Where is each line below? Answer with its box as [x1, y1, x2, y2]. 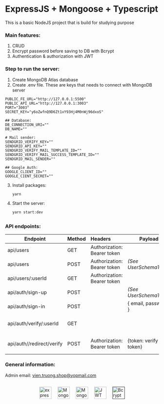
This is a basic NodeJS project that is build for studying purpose [5, 20, 134, 25]
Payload [139, 236, 159, 243]
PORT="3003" [5, 105, 29, 110]
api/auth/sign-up [7, 289, 47, 296]
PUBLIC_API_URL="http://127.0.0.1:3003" [5, 101, 89, 106]
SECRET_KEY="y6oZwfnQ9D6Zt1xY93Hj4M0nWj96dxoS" [5, 109, 104, 114]
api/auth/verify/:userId [7, 320, 59, 327]
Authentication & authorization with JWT [12, 53, 94, 59]
